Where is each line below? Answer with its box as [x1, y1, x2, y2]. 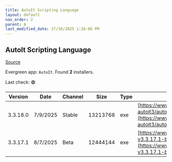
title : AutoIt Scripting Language [5, 7, 79, 13]
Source [5, 59, 20, 65]
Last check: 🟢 [5, 79, 36, 85]
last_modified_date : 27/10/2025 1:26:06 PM [5, 27, 100, 32]
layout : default [5, 12, 40, 17]
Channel [62, 93, 83, 100]
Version [8, 93, 28, 100]
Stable [62, 111, 78, 118]
